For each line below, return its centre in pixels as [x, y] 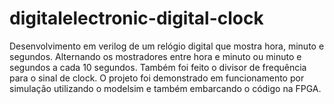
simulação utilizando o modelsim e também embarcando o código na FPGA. [165, 88]
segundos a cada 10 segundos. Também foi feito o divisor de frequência [158, 67]
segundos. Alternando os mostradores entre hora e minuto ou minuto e [155, 56]
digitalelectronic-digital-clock [136, 18]
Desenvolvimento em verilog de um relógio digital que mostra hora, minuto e [167, 46]
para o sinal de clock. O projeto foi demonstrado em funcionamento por [157, 78]
